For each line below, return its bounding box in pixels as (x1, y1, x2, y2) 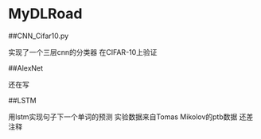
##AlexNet (8, 63, 44, 72)
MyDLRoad (8, 5, 83, 23)
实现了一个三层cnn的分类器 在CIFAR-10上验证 (8, 47, 158, 56)
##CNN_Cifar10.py (8, 31, 69, 41)
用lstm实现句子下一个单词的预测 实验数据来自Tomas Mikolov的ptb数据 (8, 112, 238, 122)
